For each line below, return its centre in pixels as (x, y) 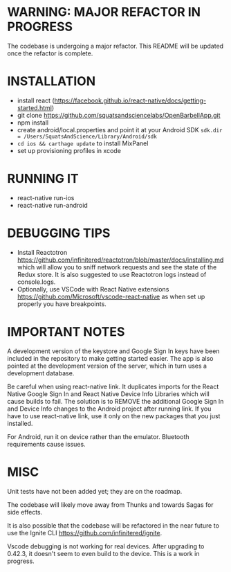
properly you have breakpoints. (62, 304)
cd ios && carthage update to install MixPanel (83, 143)
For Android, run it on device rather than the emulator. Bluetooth (98, 436)
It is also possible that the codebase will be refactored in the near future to (113, 525)
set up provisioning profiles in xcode (69, 150)
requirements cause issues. (46, 444)
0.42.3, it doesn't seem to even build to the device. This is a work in (103, 553)
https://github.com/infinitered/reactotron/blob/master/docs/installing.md (120, 260)
